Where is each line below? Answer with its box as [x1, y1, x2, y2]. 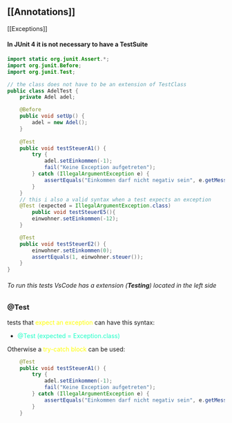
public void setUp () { [19, 112, 85, 120]
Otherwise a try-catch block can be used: [7, 345, 126, 353]
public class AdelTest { [7, 87, 79, 95]
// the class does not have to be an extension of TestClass [7, 81, 187, 88]
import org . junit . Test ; [7, 68, 76, 75]
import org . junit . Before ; [7, 62, 81, 69]
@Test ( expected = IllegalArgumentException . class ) [19, 202, 171, 210]
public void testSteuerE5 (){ [32, 209, 116, 216]
